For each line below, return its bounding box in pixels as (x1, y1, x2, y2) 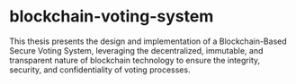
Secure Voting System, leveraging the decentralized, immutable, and (9, 45, 264, 55)
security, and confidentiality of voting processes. (9, 64, 191, 75)
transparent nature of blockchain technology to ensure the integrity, (9, 55, 261, 65)
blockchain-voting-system (9, 6, 214, 27)
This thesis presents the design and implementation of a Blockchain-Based (9, 36, 288, 46)
